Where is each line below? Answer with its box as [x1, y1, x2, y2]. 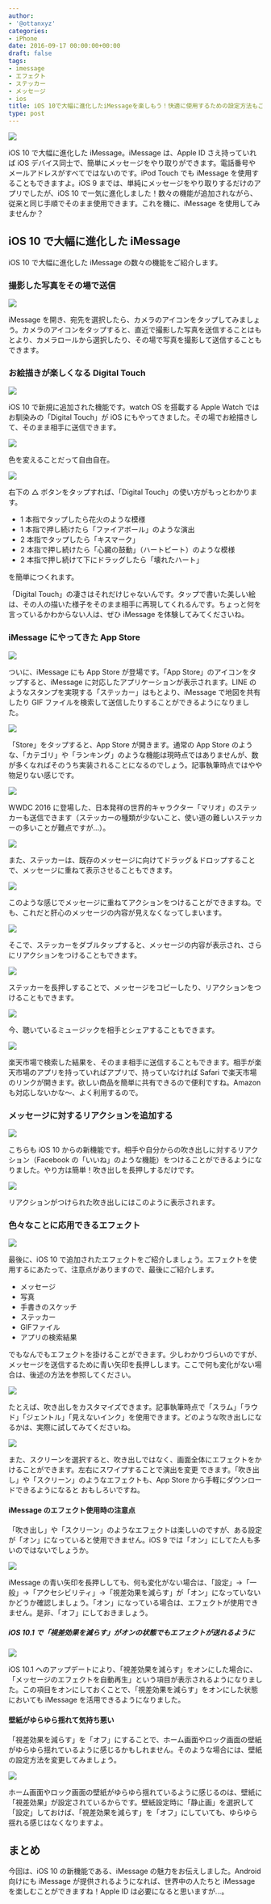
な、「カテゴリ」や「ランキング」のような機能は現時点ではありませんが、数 [8, 750, 259, 759]
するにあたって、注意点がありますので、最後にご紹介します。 [15, 1265, 219, 1275]
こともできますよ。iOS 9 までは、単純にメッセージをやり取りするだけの [15, 179, 254, 188]
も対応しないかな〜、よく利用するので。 [8, 1087, 143, 1097]
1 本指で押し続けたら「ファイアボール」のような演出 [19, 525, 195, 535]
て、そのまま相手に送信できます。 [8, 422, 121, 433]
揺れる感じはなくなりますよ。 [8, 1817, 107, 1827]
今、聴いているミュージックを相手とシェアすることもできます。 [8, 1025, 219, 1035]
